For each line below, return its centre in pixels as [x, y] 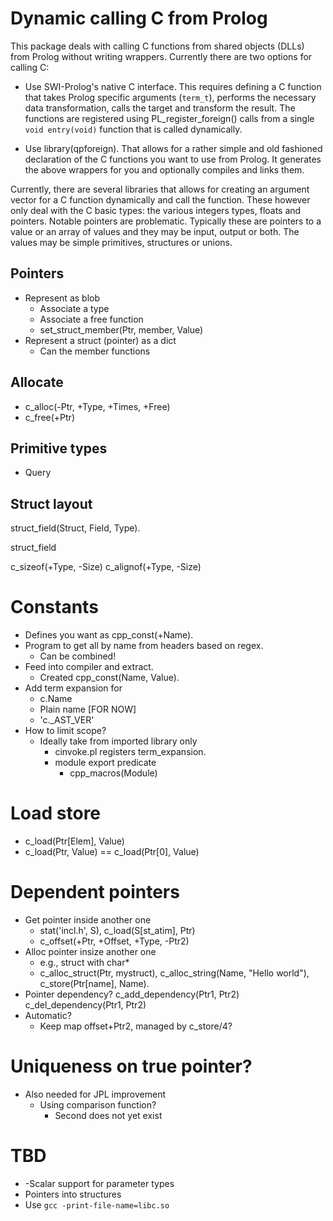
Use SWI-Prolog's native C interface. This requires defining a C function [173, 86]
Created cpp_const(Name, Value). [109, 678]
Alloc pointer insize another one [90, 951]
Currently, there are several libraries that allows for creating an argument [160, 189]
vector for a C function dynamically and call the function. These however [160, 199]
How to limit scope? [65, 731]
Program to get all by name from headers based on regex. [144, 646]
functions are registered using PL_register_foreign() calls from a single [169, 118]
